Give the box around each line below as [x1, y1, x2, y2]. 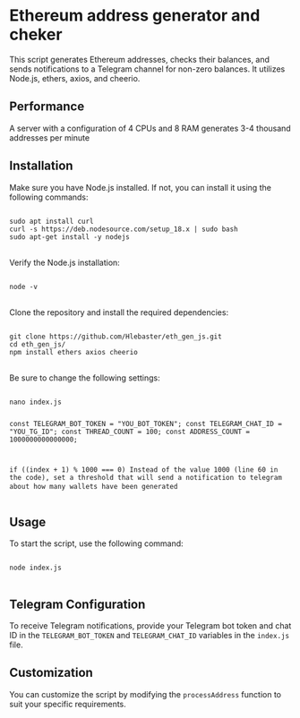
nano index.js [9, 397, 63, 406]
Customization [9, 665, 94, 680]
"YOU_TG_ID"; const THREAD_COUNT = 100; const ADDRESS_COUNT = [9, 427, 251, 437]
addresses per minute [9, 132, 90, 143]
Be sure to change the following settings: [9, 372, 161, 383]
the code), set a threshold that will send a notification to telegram [9, 474, 282, 483]
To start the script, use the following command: [9, 538, 184, 549]
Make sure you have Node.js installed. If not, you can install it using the [9, 182, 271, 192]
